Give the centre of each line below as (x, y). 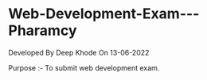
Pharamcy (43, 30)
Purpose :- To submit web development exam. (84, 67)
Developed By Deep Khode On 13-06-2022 (79, 52)
